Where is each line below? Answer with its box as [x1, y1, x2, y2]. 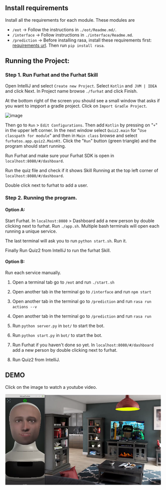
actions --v [12, 304, 37, 309]
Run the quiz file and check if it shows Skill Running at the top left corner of [5, 167, 159, 173]
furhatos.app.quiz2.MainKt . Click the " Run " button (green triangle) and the [5, 138, 157, 144]
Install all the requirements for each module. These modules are [5, 17, 135, 23]
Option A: [5, 207, 26, 213]
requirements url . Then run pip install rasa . [12, 42, 105, 48]
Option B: [5, 259, 25, 265]
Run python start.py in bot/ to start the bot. [12, 332, 103, 338]
